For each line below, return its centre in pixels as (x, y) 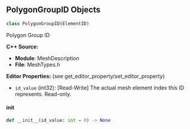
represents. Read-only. (43, 94)
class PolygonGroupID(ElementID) (48, 23)
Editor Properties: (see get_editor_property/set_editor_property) (86, 76)
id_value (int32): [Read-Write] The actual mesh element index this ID (99, 87)
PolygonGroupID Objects (53, 10)
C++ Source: (22, 47)
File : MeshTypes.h (37, 64)
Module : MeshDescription (47, 58)
